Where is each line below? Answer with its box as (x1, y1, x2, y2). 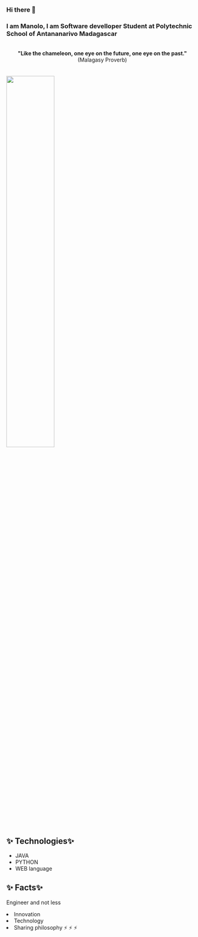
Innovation (14, 910, 41, 918)
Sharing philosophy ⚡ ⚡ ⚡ (14, 924, 78, 931)
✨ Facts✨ (6, 883, 43, 893)
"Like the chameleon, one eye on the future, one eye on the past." (17, 50, 188, 57)
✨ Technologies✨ (6, 836, 74, 846)
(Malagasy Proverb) (77, 56, 127, 63)
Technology (14, 917, 44, 924)
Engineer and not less (6, 899, 61, 906)
